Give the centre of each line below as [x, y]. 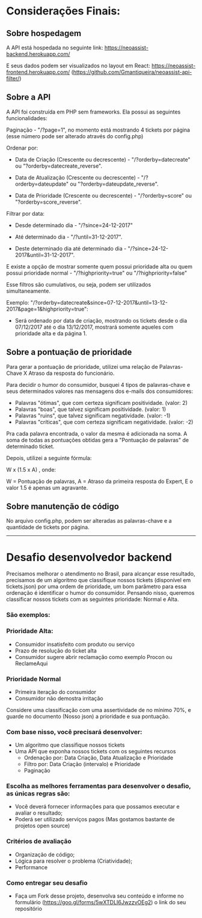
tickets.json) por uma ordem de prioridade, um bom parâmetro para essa [96, 586]
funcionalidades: [27, 118]
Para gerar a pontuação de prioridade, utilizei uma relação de [82, 366]
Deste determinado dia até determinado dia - [71, 248]
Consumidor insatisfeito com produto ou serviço [75, 644]
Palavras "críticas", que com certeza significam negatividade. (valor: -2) [104, 422]
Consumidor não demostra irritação [59, 698]
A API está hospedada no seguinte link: [55, 47]
